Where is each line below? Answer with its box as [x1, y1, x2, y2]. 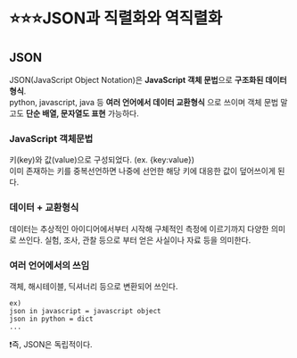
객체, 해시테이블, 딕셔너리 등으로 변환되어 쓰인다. [9, 280, 178, 291]
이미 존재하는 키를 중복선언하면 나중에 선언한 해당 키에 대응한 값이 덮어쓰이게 [9, 166, 276, 177]
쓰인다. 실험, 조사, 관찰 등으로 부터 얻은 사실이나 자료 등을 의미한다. [18, 234, 252, 246]
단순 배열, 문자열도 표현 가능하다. [25, 108, 140, 119]
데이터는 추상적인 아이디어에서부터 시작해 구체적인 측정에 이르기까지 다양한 [9, 223, 269, 234]
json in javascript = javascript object [9, 306, 162, 315]
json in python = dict [9, 314, 94, 323]
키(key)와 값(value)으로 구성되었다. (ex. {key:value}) [9, 154, 194, 165]
